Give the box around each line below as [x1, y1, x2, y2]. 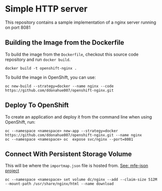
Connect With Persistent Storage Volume [5, 150, 132, 158]
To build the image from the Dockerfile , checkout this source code [5, 51, 139, 57]
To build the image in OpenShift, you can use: [5, 74, 96, 80]
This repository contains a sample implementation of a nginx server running [5, 19, 156, 25]
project [5, 168, 19, 174]
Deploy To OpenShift [5, 101, 69, 109]
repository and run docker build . [5, 57, 71, 62]
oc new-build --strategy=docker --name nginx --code [5, 84, 114, 88]
